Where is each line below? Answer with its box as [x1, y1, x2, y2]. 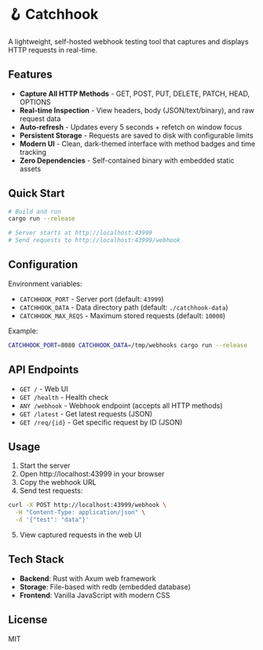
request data [19, 114, 61, 123]
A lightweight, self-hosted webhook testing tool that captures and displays [8, 36, 249, 46]
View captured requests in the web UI [19, 531, 142, 539]
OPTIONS [19, 97, 51, 106]
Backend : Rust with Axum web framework [19, 574, 156, 583]
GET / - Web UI [19, 384, 68, 393]
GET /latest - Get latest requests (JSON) [19, 409, 153, 418]
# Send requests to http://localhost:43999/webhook [8, 237, 181, 244]
